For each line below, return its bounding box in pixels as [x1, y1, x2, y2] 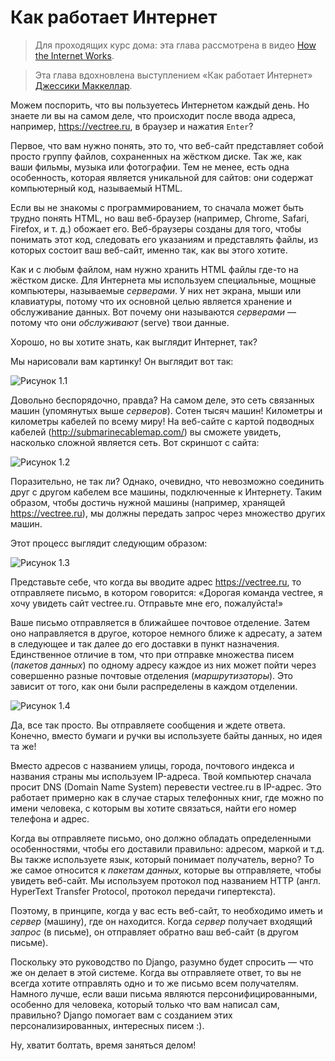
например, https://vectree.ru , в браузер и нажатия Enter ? [10, 120, 254, 132]
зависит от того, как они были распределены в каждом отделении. [10, 680, 298, 692]
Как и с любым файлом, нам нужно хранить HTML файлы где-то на [10, 263, 299, 275]
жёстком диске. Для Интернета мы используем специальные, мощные [10, 274, 317, 286]
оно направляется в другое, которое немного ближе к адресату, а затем [10, 627, 323, 639]
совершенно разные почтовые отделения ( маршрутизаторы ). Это [10, 669, 293, 681]
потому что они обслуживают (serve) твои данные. [10, 316, 230, 328]
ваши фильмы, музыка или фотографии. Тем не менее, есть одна [10, 161, 290, 173]
